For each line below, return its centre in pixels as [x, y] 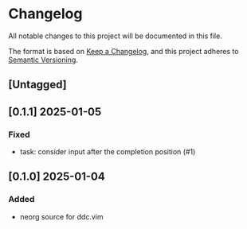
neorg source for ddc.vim [61, 216]
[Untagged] [37, 85]
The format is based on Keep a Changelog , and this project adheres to [123, 51]
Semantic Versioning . [43, 60]
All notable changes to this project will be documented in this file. [116, 36]
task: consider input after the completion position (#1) [108, 152]
